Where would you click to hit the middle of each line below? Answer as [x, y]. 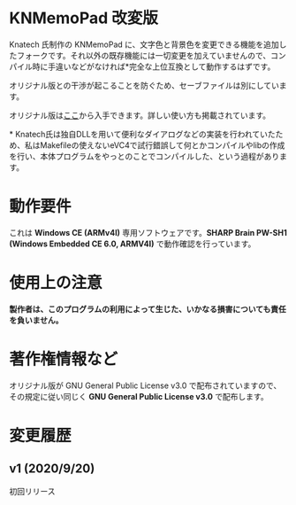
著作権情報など [64, 359]
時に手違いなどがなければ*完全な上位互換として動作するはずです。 [154, 66]
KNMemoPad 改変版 [84, 18]
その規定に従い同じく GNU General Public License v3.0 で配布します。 [139, 396]
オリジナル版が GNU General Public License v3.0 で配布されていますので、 [145, 385]
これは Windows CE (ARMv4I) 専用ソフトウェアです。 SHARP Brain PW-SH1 [148, 232]
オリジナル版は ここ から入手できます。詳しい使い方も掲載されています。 [140, 115]
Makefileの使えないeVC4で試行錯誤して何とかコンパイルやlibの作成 [162, 145]
